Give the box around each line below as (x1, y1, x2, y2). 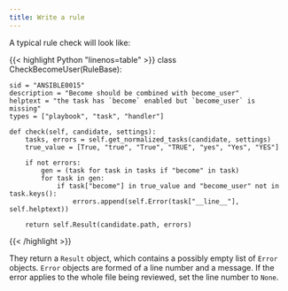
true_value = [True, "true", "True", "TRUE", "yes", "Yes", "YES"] (25, 142, 279, 151)
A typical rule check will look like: (9, 37, 131, 48)
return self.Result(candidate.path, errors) (25, 220, 192, 229)
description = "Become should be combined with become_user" (9, 88, 240, 97)
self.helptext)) (9, 204, 69, 213)
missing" (9, 103, 42, 113)
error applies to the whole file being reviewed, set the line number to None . (9, 272, 279, 282)
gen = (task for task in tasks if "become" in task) (41, 165, 240, 175)
